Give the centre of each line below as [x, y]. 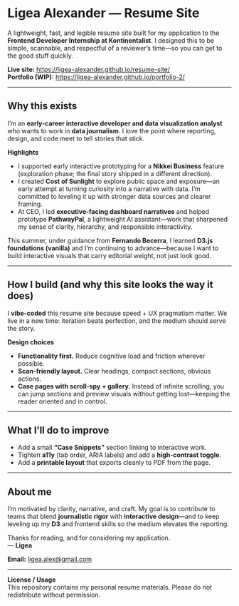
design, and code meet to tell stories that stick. [76, 138]
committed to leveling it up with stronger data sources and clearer [114, 196]
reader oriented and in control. [63, 401]
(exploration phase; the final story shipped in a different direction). [115, 173]
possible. [31, 363]
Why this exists [42, 106]
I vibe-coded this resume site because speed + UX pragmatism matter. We [117, 313]
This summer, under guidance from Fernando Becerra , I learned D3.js [110, 240]
